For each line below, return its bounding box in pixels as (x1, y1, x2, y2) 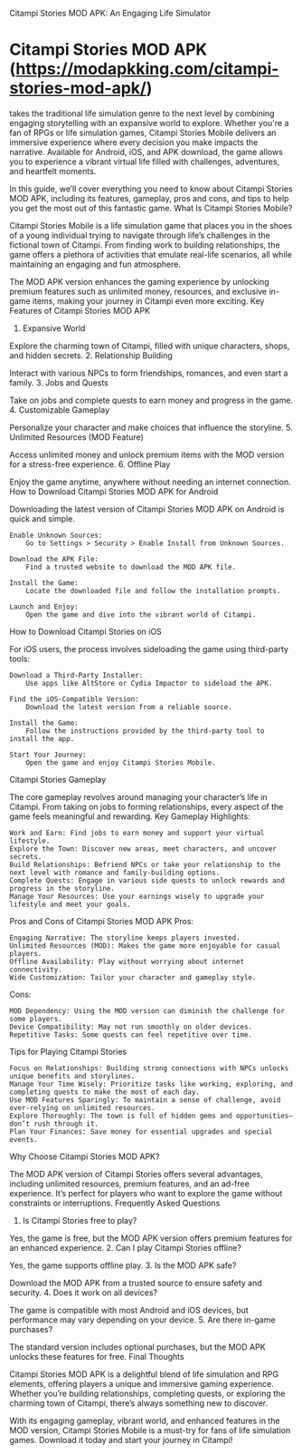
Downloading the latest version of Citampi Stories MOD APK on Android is (9, 503, 285, 514)
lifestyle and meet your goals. (9, 900, 131, 909)
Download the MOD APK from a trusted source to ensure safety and (9, 1277, 262, 1288)
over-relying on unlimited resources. (9, 1103, 156, 1112)
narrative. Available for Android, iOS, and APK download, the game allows (9, 146, 283, 157)
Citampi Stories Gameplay (9, 774, 107, 785)
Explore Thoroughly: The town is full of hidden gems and (9, 1111, 232, 1120)
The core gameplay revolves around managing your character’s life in (9, 791, 269, 802)
